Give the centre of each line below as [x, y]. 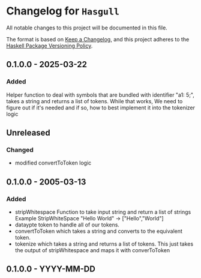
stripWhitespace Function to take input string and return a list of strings [103, 212]
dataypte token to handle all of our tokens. [67, 225]
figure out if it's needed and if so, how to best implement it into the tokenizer [101, 107]
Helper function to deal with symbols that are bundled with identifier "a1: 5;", [100, 95]
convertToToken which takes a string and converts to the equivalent [99, 231]
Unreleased [28, 133]
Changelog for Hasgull [63, 11]
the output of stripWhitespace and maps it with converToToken [92, 250]
